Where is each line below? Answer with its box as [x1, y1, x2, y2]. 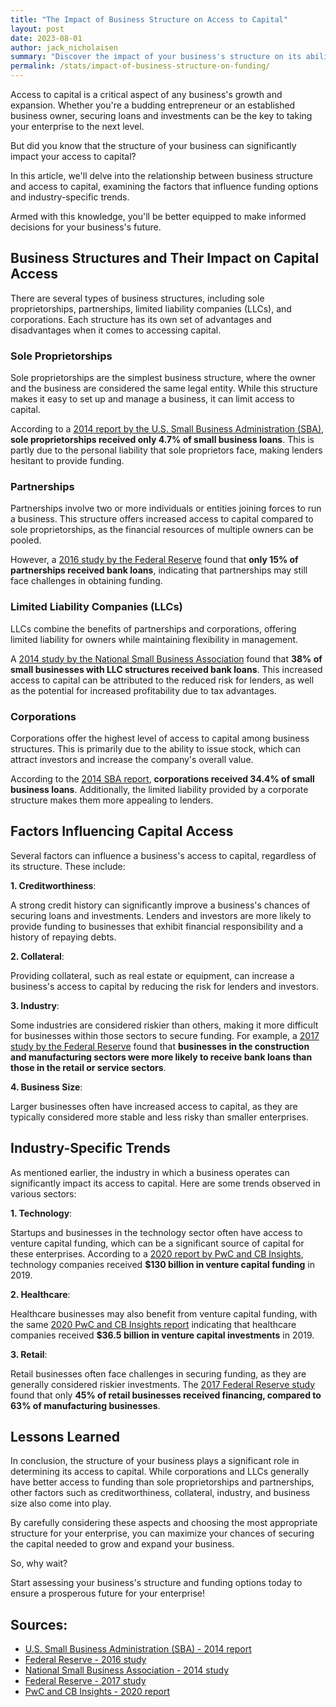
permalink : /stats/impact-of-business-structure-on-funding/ [10, 61, 271, 71]
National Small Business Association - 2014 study [24, 1664, 230, 1676]
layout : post [10, 24, 65, 34]
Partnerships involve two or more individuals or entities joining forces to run [10, 502, 322, 515]
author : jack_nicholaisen [10, 42, 118, 53]
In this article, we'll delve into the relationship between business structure [10, 170, 314, 181]
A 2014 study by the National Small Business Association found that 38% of [10, 652, 323, 665]
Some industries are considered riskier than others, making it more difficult [10, 1019, 319, 1031]
